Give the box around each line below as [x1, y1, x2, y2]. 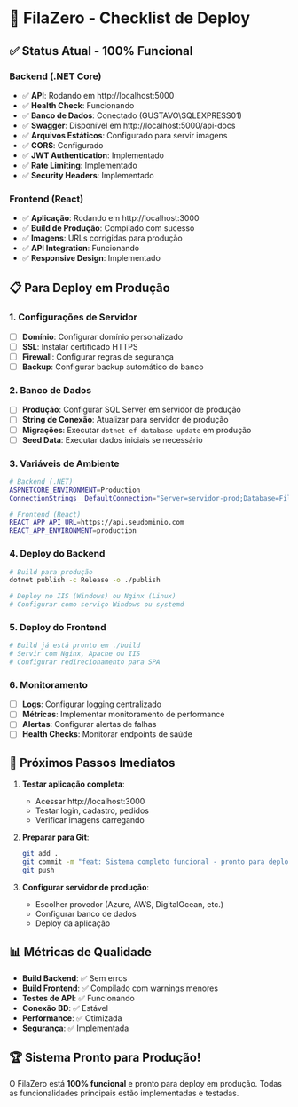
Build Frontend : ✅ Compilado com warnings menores [21, 983, 219, 993]
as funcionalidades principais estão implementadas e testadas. [9, 1087, 239, 1098]
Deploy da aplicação [35, 918, 111, 929]
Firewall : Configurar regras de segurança [21, 351, 175, 362]
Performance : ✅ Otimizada [21, 1012, 122, 1024]
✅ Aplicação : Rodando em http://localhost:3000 [21, 213, 200, 224]
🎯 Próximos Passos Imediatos [9, 755, 176, 771]
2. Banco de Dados [9, 384, 91, 397]
